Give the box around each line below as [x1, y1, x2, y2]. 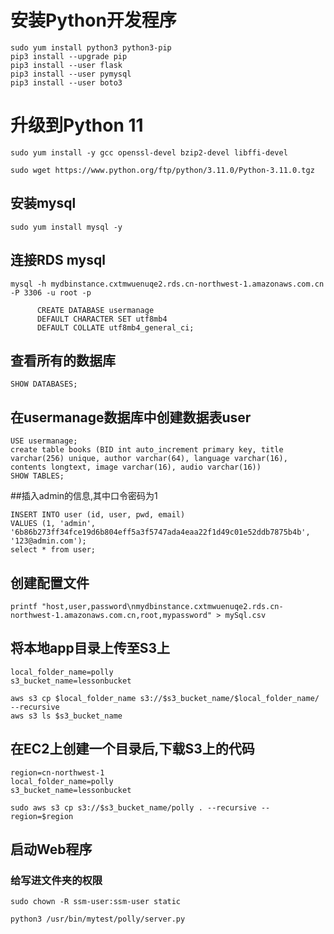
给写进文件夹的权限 [10, 873, 103, 887]
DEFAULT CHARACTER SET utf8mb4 [36, 314, 168, 324]
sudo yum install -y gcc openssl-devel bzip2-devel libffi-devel [10, 147, 288, 158]
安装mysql [10, 195, 77, 212]
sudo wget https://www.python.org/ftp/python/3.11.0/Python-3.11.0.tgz [10, 165, 315, 175]
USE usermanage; [10, 436, 78, 446]
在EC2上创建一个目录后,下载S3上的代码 [10, 741, 255, 758]
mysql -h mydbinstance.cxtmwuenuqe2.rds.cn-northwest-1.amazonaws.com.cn [10, 279, 325, 289]
